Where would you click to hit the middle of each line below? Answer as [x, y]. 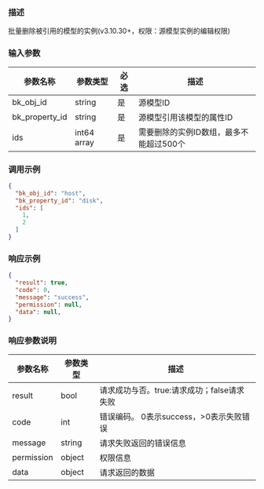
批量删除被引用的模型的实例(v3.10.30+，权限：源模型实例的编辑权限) [119, 31]
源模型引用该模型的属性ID [186, 117]
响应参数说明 [33, 341]
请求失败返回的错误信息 [143, 443]
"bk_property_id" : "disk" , [59, 201]
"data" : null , [38, 312]
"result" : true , [42, 283]
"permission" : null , [49, 305]
